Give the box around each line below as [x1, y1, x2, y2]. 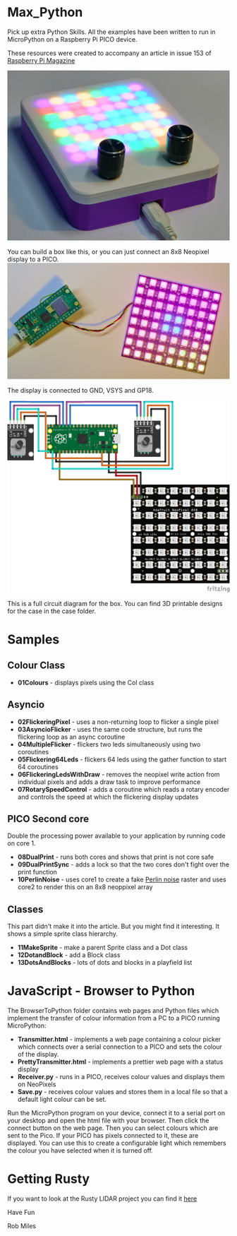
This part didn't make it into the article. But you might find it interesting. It [7, 922, 220, 931]
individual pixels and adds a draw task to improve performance [17, 778, 201, 786]
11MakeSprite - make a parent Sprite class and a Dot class [17, 944, 188, 952]
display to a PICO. [7, 255, 59, 263]
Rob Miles [7, 1222, 37, 1230]
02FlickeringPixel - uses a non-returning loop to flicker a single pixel [17, 718, 219, 726]
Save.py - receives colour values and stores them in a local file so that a [17, 1088, 228, 1096]
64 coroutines [17, 762, 59, 771]
